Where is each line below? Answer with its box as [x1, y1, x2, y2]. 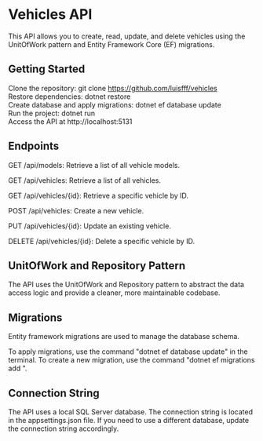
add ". [8, 363, 27, 374]
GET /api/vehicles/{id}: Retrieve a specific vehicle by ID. [8, 191, 189, 200]
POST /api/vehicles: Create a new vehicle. [8, 206, 144, 215]
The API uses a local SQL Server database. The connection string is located [8, 407, 254, 417]
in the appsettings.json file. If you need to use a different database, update [8, 416, 250, 425]
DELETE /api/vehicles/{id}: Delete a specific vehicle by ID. [8, 236, 195, 246]
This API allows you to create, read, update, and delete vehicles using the [8, 31, 246, 41]
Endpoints [8, 140, 60, 153]
